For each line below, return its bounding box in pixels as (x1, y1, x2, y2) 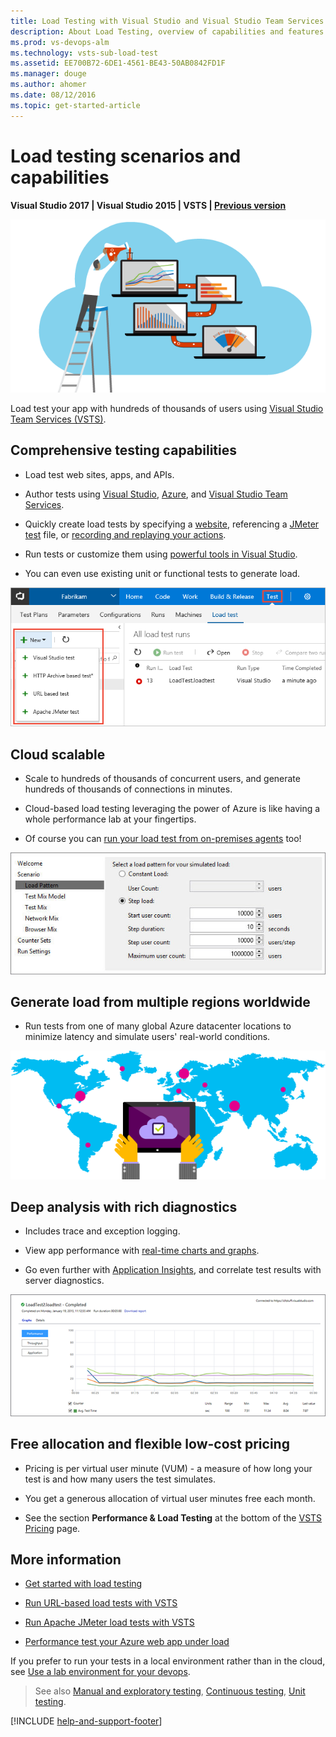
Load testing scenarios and (10, 145, 242, 167)
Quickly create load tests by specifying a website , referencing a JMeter (24, 518, 320, 530)
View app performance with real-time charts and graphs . (24, 1245, 260, 1257)
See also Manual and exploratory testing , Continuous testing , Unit (34, 1685, 306, 1697)
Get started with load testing (24, 1578, 143, 1590)
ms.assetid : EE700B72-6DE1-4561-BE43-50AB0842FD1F (10, 58, 226, 69)
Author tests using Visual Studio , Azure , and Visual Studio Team (24, 488, 288, 500)
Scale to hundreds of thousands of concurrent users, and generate (24, 773, 301, 785)
